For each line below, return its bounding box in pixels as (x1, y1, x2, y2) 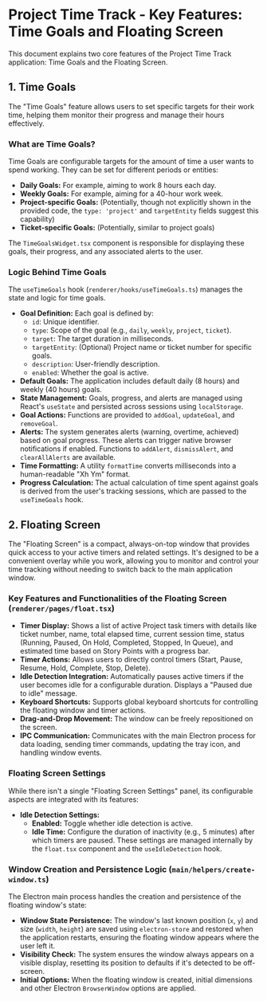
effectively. (8, 118, 45, 128)
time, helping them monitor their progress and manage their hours (8, 110, 225, 120)
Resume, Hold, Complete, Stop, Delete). (19, 663, 151, 673)
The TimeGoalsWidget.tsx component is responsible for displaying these (8, 238, 245, 248)
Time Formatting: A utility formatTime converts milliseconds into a (19, 461, 237, 471)
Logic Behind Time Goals (8, 266, 107, 277)
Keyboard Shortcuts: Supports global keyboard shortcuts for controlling (19, 697, 259, 707)
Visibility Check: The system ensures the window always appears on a (19, 950, 254, 960)
